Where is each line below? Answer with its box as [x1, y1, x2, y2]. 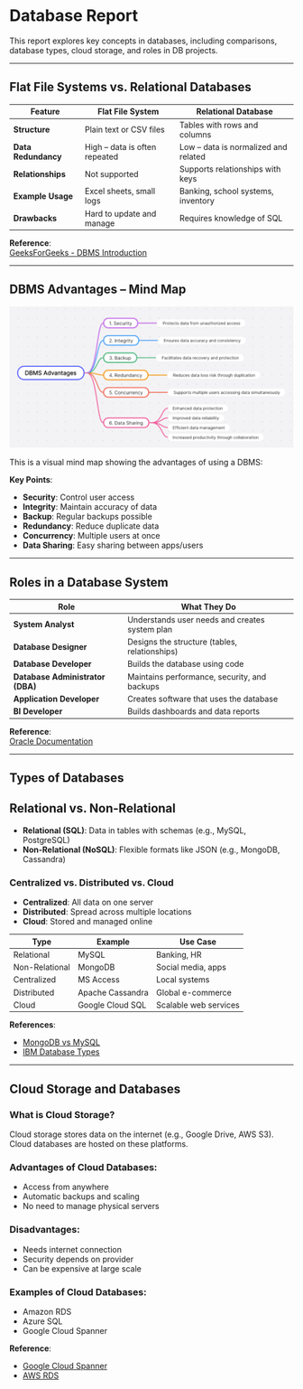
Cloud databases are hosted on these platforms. [9, 1139, 188, 1150]
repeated [84, 151, 119, 162]
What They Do [180, 601, 236, 612]
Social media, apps [156, 962, 227, 972]
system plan [127, 624, 173, 634]
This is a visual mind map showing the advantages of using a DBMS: [9, 457, 263, 468]
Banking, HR [156, 949, 202, 960]
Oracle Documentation [9, 736, 93, 746]
